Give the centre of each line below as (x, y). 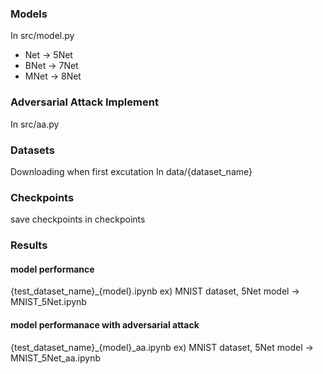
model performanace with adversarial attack (105, 324)
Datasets (32, 150)
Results (29, 245)
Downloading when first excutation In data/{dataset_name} (131, 171)
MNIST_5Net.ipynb (48, 302)
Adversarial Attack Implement (84, 102)
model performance (52, 269)
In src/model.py (42, 36)
